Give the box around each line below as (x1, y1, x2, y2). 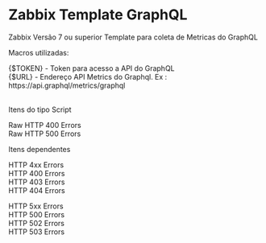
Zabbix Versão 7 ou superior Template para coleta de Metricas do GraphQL (8, 32, 258, 42)
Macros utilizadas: (8, 47, 69, 57)
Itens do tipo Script (8, 105, 72, 114)
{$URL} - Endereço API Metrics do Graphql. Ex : (8, 72, 168, 81)
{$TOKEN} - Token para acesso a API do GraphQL (8, 63, 175, 73)
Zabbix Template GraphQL (8, 6, 188, 24)
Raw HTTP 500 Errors (8, 129, 81, 138)
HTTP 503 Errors (8, 227, 65, 237)
